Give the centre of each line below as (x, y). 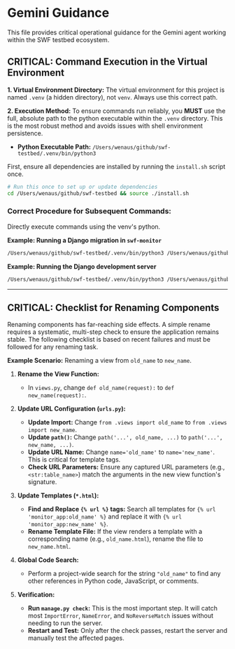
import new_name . (52, 430)
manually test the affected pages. (76, 638)
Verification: (36, 595)
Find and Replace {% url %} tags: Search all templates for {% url (122, 509)
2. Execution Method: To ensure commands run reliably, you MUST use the (116, 111)
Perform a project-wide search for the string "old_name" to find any (124, 574)
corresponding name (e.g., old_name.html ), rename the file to (116, 539)
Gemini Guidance (58, 13)
